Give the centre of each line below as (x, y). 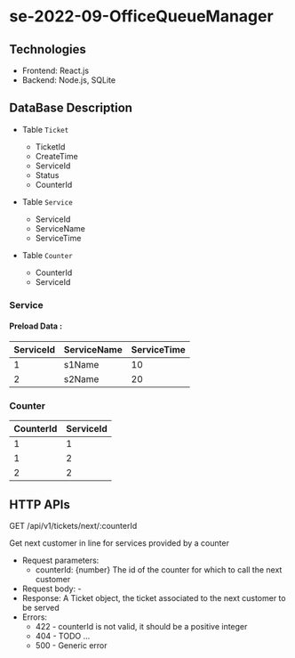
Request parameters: (60, 561)
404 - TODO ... (63, 636)
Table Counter (47, 255)
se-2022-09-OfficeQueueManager (141, 16)
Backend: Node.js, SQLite (69, 80)
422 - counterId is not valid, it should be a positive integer (141, 627)
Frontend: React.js (56, 70)
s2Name (81, 378)
